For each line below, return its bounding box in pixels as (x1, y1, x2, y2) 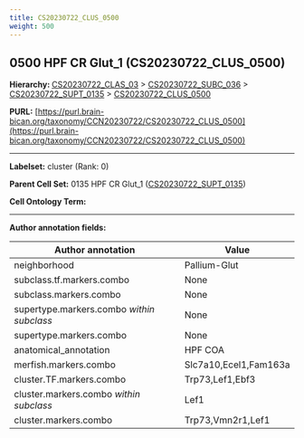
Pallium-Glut (184, 259, 239, 271)
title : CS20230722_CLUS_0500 (9, 13, 119, 23)
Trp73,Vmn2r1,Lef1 (184, 414, 271, 426)
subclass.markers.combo (14, 289, 121, 301)
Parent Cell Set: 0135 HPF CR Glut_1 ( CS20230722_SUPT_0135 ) (9, 178, 246, 190)
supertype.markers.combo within (14, 303, 156, 316)
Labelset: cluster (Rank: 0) (9, 161, 109, 172)
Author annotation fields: (9, 223, 107, 233)
